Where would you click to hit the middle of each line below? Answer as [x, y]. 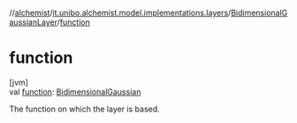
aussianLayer [33, 22]
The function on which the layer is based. [85, 109]
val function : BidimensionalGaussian [75, 91]
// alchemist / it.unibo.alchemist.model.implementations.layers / [120, 13]
